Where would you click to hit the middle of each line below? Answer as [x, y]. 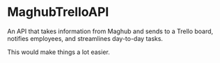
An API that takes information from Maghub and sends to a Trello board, [110, 31]
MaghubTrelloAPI [58, 12]
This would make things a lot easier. [58, 52]
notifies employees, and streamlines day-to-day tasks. [85, 38]
